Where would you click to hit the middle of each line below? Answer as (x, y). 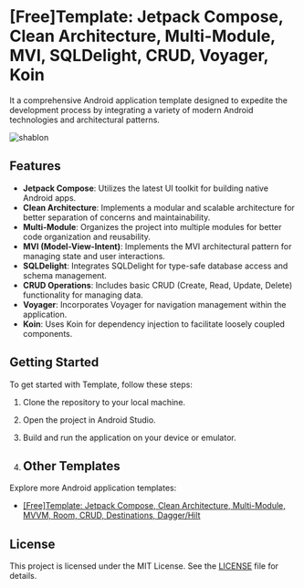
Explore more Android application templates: (93, 488)
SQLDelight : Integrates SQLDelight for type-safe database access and (155, 266)
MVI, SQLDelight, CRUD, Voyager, (139, 56)
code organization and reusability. (86, 236)
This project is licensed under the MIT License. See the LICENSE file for (144, 566)
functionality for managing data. (83, 295)
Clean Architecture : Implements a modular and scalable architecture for (158, 207)
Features (35, 166)
